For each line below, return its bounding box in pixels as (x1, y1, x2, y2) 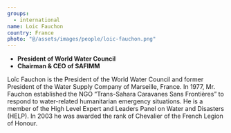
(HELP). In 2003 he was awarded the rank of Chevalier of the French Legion (7, 112, 223, 121)
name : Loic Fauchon (7, 23, 64, 30)
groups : (7, 10, 30, 17)
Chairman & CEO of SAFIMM (17, 62, 100, 70)
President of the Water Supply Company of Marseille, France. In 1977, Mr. (7, 83, 216, 91)
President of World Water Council (17, 54, 116, 63)
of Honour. (7, 119, 38, 127)
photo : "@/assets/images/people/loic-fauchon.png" (7, 36, 156, 43)
